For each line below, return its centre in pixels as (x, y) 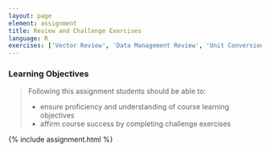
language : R (28, 38)
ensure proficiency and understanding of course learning (135, 107)
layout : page (30, 16)
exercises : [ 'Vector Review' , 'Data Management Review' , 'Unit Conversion (136, 46)
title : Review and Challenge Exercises (75, 31)
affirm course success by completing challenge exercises (135, 124)
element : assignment (43, 23)
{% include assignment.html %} (61, 140)
